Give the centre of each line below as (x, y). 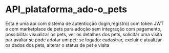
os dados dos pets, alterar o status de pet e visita (57, 45)
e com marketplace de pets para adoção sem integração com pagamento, (83, 29)
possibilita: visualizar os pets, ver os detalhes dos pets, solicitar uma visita (84, 34)
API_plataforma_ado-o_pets (66, 9)
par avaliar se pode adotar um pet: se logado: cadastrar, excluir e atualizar (84, 40)
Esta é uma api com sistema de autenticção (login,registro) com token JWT (84, 23)
